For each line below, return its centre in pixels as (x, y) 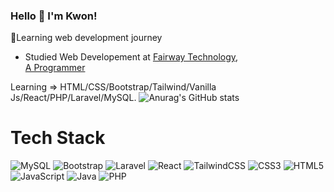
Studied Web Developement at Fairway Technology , (131, 57)
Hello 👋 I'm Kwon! (54, 16)
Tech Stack (58, 138)
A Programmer (55, 68)
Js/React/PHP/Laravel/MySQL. (73, 98)
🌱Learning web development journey (86, 38)
